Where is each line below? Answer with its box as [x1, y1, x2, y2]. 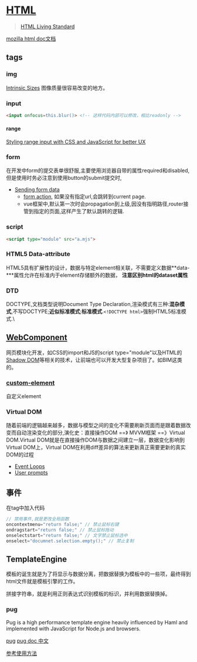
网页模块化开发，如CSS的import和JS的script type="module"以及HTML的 [6, 349, 182, 356]
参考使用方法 [6, 650, 37, 657]
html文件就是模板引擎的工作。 [6, 578, 79, 585]
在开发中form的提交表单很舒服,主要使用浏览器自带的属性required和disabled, [6, 167, 190, 174]
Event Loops [14, 463, 45, 470]
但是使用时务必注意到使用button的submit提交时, [6, 174, 122, 182]
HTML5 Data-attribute [6, 250, 70, 258]
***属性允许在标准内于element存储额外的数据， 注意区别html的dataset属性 [6, 271, 188, 278]
